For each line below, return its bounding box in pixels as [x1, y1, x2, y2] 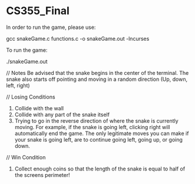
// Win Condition [6, 153, 46, 160]
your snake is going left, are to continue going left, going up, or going [14, 136, 183, 143]
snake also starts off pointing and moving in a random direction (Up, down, [6, 75, 187, 83]
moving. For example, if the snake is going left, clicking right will [14, 123, 170, 130]
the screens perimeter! [14, 171, 70, 178]
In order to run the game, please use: [6, 24, 96, 31]
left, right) [6, 81, 31, 89]
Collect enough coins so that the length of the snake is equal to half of [14, 165, 186, 172]
